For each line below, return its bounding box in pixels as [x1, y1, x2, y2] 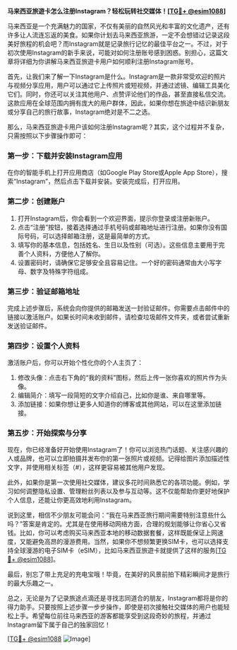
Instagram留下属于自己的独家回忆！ [7, 620, 111, 629]
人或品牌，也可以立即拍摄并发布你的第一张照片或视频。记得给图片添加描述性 [7, 454, 230, 463]
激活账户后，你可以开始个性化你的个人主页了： [7, 359, 143, 367]
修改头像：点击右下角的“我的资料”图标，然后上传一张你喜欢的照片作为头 [17, 373, 228, 382]
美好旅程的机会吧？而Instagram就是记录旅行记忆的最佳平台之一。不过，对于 [7, 40, 228, 48]
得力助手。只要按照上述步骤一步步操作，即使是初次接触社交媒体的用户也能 [7, 603, 224, 611]
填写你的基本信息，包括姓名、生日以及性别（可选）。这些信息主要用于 [17, 240, 219, 249]
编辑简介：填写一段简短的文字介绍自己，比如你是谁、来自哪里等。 [17, 391, 209, 400]
